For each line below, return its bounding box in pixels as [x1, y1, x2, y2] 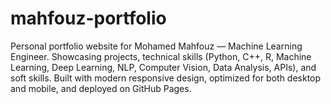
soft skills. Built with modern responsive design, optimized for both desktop [10, 72, 322, 84]
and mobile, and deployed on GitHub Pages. [10, 82, 192, 94]
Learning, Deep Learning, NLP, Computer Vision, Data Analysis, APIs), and [10, 61, 317, 73]
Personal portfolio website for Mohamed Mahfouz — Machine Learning [10, 40, 303, 52]
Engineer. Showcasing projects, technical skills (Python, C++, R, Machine [10, 50, 312, 62]
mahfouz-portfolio [10, 7, 167, 30]
